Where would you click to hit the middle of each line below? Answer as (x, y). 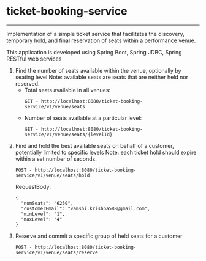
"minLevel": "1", (43, 214)
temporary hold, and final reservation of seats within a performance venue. (101, 40)
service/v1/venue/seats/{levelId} (68, 134)
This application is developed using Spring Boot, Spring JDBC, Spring (94, 52)
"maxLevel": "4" (42, 219)
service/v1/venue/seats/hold (52, 175)
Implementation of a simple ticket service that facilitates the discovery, (96, 34)
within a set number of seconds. (56, 159)
